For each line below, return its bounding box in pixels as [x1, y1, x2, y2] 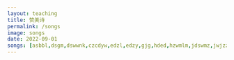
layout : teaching [7, 10, 58, 17]
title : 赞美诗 [7, 17, 45, 23]
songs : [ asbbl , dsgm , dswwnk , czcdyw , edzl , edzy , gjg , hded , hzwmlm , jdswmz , [7, 42, 214, 49]
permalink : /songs [7, 23, 61, 30]
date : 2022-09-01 [7, 36, 58, 43]
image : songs [7, 29, 45, 37]
